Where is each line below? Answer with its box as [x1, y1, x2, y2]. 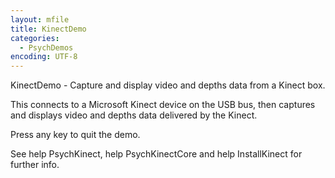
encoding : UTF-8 [10, 52, 78, 62]
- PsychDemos [19, 42, 74, 53]
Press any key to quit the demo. [10, 129, 141, 141]
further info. [10, 159, 60, 171]
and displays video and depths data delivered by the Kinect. [10, 109, 258, 121]
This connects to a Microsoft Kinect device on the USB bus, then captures [10, 99, 316, 111]
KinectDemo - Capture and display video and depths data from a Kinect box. [10, 79, 326, 91]
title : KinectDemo [10, 24, 87, 34]
